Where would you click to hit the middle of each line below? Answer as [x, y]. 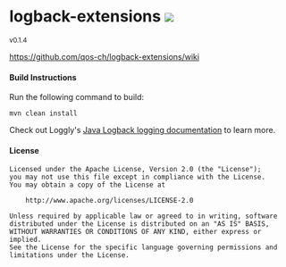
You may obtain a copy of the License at [88, 185]
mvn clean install [43, 113]
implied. [25, 240]
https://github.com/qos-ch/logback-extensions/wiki [104, 56]
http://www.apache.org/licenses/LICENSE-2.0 [109, 201]
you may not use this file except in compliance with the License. [138, 177]
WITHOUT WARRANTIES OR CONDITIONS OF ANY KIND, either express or [135, 232]
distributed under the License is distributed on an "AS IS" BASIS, [139, 224]
